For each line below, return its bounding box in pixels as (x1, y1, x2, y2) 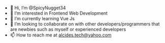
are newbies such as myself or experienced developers (10, 26, 126, 32)
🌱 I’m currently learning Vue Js (10, 16, 75, 21)
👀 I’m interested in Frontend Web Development (10, 10, 108, 16)
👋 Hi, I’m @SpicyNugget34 (10, 5, 66, 11)
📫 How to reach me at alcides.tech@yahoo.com (10, 32, 112, 38)
